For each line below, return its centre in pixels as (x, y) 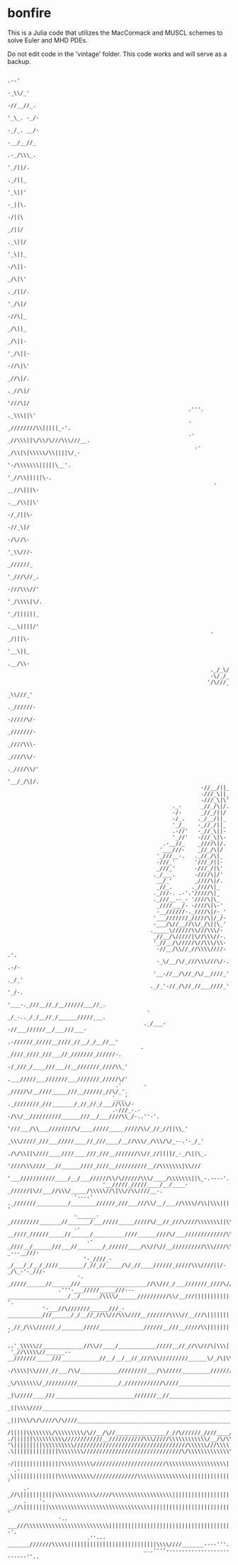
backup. (19, 61)
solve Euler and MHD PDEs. (48, 40)
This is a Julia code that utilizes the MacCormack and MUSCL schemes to (115, 33)
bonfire (29, 13)
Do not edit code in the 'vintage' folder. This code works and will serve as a (117, 54)
